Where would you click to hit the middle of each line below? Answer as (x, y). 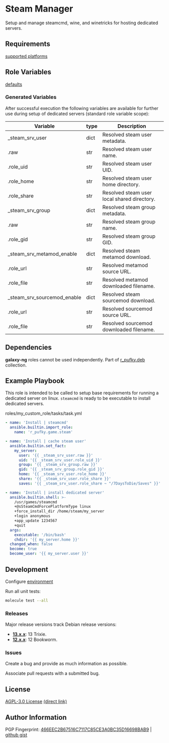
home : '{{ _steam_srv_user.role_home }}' (63, 474)
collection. (16, 365)
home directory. (121, 184)
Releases (17, 613)
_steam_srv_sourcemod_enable (45, 297)
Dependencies (28, 348)
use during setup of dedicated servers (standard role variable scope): (77, 114)
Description (132, 126)
